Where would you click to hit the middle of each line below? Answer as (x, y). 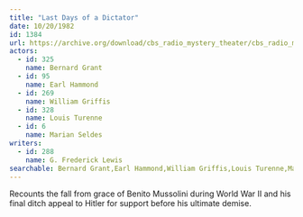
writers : (26, 143)
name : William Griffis (68, 101)
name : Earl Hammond (62, 85)
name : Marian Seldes (64, 135)
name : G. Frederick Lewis (74, 160)
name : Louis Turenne (64, 118)
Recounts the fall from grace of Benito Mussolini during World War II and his (150, 194)
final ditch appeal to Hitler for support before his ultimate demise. (131, 203)
